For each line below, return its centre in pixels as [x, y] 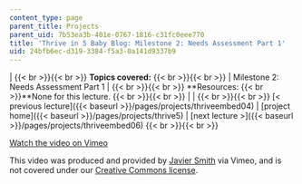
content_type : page [46, 18]
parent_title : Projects [54, 26]
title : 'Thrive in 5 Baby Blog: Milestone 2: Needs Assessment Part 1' [147, 43]
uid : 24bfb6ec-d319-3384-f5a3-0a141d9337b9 [93, 52]
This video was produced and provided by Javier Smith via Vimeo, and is [146, 160]
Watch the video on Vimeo [59, 143]
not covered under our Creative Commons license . [104, 170]
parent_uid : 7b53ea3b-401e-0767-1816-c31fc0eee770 [107, 34]
